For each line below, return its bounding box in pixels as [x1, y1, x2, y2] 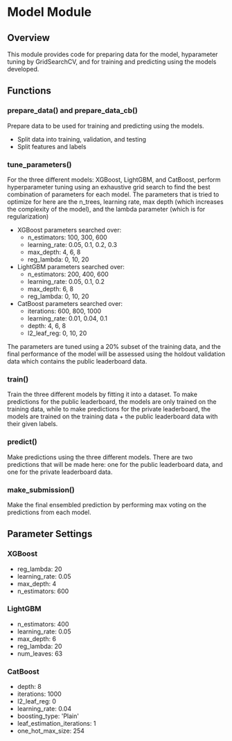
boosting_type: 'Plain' [17, 712, 80, 720]
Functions [7, 85, 52, 97]
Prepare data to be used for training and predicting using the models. [7, 121, 204, 130]
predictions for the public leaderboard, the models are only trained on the [7, 398, 217, 406]
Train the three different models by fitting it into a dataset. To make [7, 390, 197, 399]
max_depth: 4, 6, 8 [27, 248, 81, 256]
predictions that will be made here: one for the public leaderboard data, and [7, 460, 223, 468]
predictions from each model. [7, 508, 91, 516]
